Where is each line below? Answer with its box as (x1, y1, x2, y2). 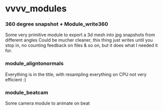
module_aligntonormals (5, 60, 64, 67)
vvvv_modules (5, 3, 67, 14)
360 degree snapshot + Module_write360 (5, 21, 109, 28)
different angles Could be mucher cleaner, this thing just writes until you (5, 37, 153, 43)
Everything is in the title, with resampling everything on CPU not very (5, 71, 147, 77)
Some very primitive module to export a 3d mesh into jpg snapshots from (5, 32, 156, 38)
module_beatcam (5, 89, 48, 96)
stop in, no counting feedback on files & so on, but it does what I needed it (5, 43, 158, 49)
